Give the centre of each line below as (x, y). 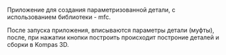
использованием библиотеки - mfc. (59, 17)
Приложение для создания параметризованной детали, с (91, 10)
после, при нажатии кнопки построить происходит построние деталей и (113, 37)
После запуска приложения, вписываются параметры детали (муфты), (111, 30)
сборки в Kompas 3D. (38, 44)
